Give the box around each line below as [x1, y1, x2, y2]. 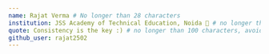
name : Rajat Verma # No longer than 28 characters [8, 11, 181, 20]
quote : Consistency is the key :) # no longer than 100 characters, [8, 26, 242, 34]
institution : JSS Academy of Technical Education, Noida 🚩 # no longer [8, 19, 252, 27]
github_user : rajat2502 [8, 33, 88, 42]
